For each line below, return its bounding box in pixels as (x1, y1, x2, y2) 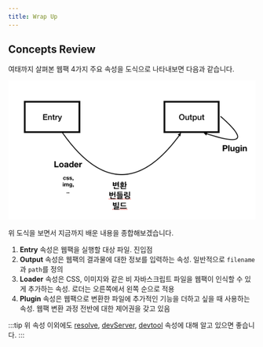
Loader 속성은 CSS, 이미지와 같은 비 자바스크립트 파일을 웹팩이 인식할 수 (19, 275, 243, 284)
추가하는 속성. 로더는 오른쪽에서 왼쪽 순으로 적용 (27, 284, 175, 294)
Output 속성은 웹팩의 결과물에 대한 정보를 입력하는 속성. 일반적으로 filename (19, 255, 255, 265)
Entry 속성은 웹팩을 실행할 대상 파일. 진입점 (19, 245, 153, 254)
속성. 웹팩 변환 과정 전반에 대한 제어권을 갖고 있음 (19, 304, 170, 313)
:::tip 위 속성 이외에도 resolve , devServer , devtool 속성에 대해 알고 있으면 (8, 320, 234, 330)
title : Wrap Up (8, 13, 58, 20)
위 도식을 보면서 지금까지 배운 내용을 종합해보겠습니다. (8, 228, 174, 238)
